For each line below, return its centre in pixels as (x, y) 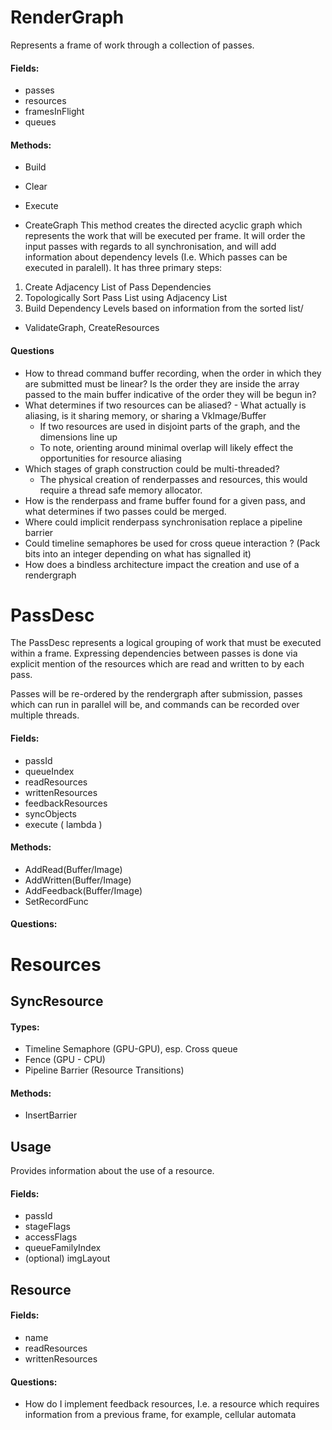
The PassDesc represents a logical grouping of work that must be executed (166, 643)
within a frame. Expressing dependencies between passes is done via (154, 653)
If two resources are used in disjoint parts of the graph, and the (170, 426)
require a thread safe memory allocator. (121, 490)
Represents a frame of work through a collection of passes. (132, 45)
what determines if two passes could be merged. (125, 511)
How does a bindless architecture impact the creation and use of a (162, 564)
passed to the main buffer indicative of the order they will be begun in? (170, 394)
